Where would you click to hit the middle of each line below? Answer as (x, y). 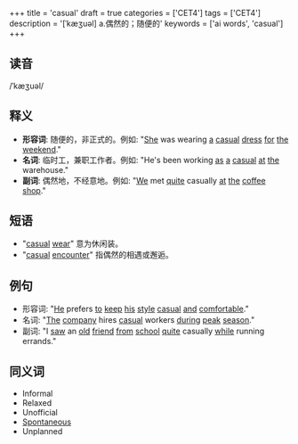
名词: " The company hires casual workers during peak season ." (138, 320)
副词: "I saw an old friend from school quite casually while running (143, 331)
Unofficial (40, 413)
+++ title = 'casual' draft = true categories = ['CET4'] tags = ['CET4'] (135, 13)
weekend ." (42, 149)
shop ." (34, 190)
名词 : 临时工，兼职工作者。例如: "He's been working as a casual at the (151, 160)
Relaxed (37, 403)
